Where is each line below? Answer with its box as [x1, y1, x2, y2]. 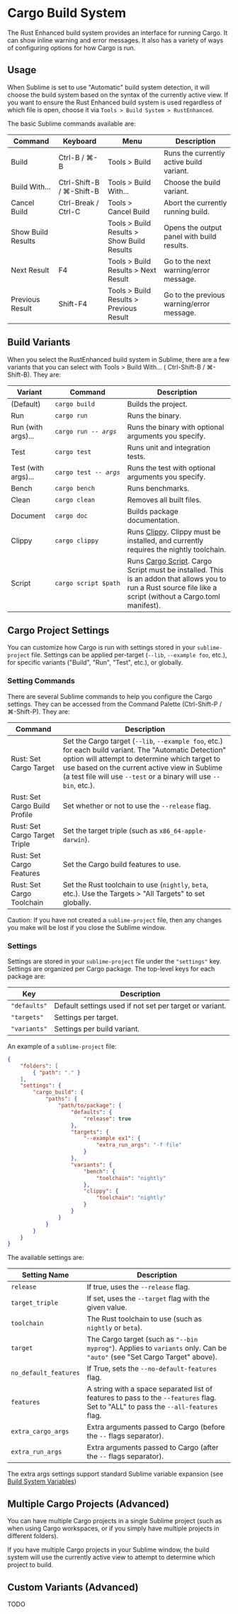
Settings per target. [54, 1012, 118, 1022]
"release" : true [83, 1115, 132, 1122]
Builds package [127, 506, 178, 516]
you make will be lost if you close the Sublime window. [7, 923, 166, 932]
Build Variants [7, 336, 71, 348]
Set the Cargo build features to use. [62, 859, 181, 869]
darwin [62, 836, 85, 844]
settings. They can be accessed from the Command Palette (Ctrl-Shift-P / [7, 700, 222, 708]
